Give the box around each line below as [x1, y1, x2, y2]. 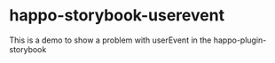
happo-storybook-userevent [9, 5, 224, 26]
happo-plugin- [213, 35, 267, 45]
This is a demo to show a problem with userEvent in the [9, 35, 212, 45]
